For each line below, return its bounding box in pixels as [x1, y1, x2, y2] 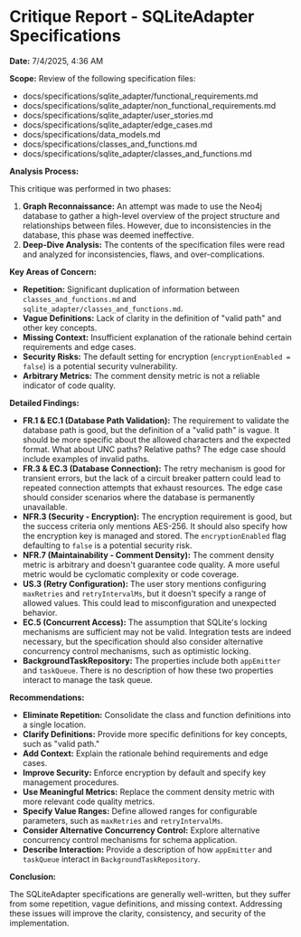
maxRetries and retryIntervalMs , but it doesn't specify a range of [22, 588, 267, 599]
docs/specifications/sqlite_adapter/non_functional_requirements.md [22, 99, 277, 110]
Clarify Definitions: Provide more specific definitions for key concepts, [22, 728, 287, 739]
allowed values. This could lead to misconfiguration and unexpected [22, 597, 277, 608]
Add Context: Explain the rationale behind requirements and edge [22, 748, 268, 759]
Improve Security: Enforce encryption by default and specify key [22, 767, 267, 778]
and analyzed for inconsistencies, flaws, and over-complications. [22, 249, 265, 260]
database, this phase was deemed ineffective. [22, 229, 194, 241]
